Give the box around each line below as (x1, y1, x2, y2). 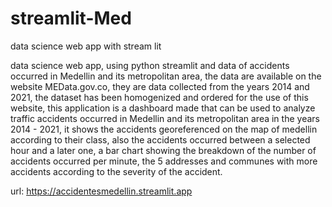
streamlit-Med (10, 7, 132, 30)
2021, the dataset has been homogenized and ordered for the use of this (10, 91, 309, 103)
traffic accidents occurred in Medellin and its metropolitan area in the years (10, 112, 320, 124)
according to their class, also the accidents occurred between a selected (10, 133, 311, 146)
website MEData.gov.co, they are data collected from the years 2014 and (10, 80, 310, 92)
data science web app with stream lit (10, 40, 162, 52)
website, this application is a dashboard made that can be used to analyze (10, 102, 316, 114)
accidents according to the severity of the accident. (10, 165, 223, 177)
